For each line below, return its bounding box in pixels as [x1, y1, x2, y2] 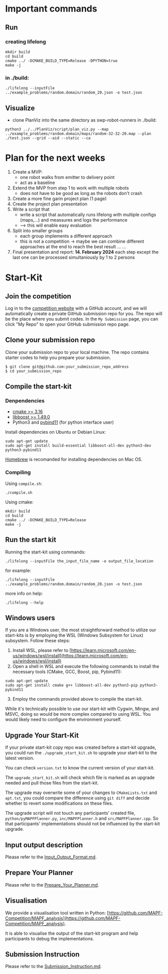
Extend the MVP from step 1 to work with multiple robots [12, 184, 129, 191]
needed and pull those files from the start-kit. [5, 780, 99, 786]
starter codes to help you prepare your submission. [5, 354, 111, 360]
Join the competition [5, 292, 72, 301]
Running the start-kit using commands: [5, 549, 86, 555]
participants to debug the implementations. [5, 935, 94, 941]
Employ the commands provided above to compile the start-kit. [12, 696, 143, 702]
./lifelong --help [5, 600, 44, 605]
